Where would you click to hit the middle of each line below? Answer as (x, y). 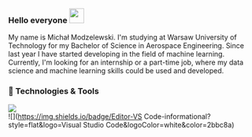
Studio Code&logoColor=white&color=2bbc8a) (159, 124)
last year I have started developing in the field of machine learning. (117, 54)
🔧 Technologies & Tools (54, 91)
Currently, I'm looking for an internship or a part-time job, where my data (126, 62)
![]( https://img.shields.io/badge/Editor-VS (75, 116)
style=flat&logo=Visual (45, 124)
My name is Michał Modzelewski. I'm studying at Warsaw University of (123, 37)
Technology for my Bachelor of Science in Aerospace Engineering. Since (126, 46)
